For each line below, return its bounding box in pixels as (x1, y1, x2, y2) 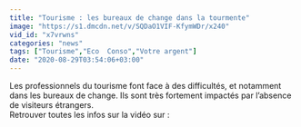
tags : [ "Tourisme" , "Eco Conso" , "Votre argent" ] (9, 47, 197, 56)
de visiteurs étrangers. (9, 100, 94, 110)
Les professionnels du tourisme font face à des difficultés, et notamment (9, 81, 282, 91)
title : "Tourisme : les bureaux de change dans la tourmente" (9, 13, 250, 23)
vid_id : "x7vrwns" (9, 30, 79, 39)
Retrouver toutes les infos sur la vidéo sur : (9, 110, 170, 120)
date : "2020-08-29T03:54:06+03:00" (9, 55, 145, 64)
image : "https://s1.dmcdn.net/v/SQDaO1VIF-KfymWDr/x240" (9, 22, 230, 31)
